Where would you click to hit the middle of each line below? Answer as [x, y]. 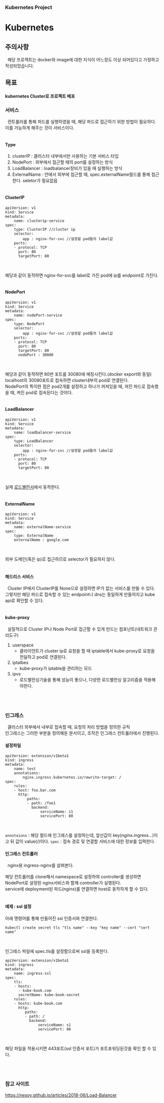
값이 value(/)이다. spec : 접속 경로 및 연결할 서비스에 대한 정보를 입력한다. [85, 841]
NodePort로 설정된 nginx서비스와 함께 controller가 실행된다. [63, 883]
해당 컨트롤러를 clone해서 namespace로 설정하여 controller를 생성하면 [73, 877]
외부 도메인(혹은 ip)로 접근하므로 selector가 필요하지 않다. [60, 559]
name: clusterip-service [39, 221]
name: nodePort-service [38, 315]
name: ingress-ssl [33, 973]
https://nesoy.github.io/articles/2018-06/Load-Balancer [61, 1095]
